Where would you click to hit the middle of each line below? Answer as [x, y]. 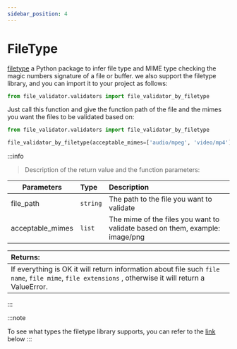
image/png [127, 237]
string [91, 204]
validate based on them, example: [165, 228]
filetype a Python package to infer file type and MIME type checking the [112, 68]
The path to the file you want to [161, 200]
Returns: [25, 257]
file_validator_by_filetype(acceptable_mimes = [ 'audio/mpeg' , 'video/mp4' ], [121, 143]
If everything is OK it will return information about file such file [115, 269]
